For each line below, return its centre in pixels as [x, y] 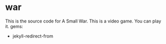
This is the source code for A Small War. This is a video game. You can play [83, 21]
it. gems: [14, 26]
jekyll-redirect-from [33, 36]
